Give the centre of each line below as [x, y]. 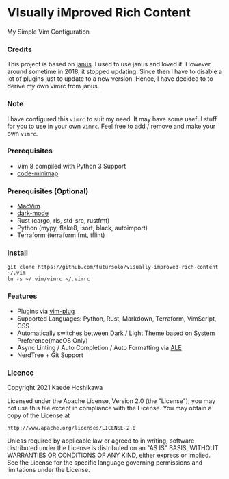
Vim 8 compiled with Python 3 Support [71, 166]
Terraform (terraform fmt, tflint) [61, 235]
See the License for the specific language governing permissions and [105, 463]
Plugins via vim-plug [46, 311]
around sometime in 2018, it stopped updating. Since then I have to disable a [115, 72]
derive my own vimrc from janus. [53, 86]
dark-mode [33, 213]
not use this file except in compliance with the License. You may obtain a [109, 408]
